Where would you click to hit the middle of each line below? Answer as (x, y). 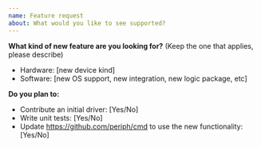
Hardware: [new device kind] (67, 70)
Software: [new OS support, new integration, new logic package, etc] (133, 78)
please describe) (36, 54)
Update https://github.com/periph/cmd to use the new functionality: (131, 126)
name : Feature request (46, 16)
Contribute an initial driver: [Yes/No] (79, 109)
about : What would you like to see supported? (87, 23)
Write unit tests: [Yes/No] (61, 117)
